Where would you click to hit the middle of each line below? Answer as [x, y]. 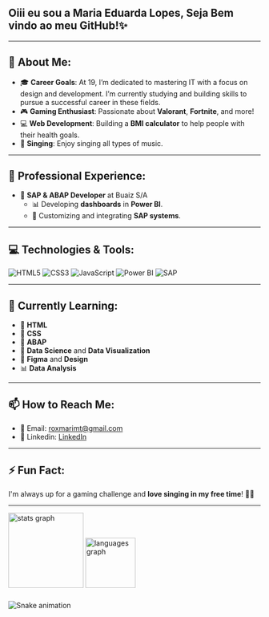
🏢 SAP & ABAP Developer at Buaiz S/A [84, 195]
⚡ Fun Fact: [37, 471]
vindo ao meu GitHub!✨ [68, 26]
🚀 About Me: [40, 62]
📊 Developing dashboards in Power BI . [97, 205]
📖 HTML [34, 325]
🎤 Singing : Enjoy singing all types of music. [91, 143]
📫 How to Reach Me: [61, 405]
